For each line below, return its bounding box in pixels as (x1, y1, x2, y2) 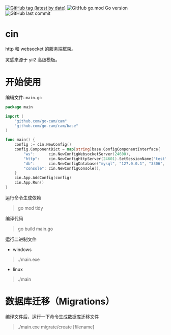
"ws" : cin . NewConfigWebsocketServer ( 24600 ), (23, 151, 131, 157)
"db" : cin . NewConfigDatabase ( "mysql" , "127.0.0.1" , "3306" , (23, 161, 165, 166)
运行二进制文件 (5, 236, 37, 242)
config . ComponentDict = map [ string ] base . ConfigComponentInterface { (14, 147, 160, 152)
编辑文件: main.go (5, 94, 42, 100)
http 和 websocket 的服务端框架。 (5, 46, 76, 52)
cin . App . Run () (14, 180, 44, 185)
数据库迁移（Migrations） (5, 296, 115, 307)
